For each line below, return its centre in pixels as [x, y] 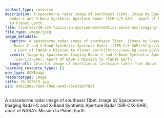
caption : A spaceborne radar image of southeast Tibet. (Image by [78, 41]
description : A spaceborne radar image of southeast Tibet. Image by [77, 14]
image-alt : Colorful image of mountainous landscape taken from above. [84, 64]
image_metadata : [21, 37]
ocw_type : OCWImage [25, 73]
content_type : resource [29, 9]
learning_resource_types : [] [35, 68]
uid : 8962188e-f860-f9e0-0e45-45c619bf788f [50, 86]
